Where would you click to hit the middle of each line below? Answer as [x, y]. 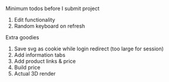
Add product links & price [45, 61]
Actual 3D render [35, 74]
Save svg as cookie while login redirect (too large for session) [89, 49]
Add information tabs [40, 55]
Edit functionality [34, 20]
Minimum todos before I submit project [52, 8]
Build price [27, 67]
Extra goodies [22, 37]
